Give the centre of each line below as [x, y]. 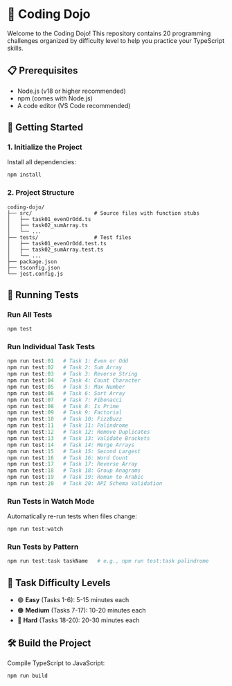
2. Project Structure [41, 193]
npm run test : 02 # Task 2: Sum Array [65, 368]
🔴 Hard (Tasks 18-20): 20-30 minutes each [78, 620]
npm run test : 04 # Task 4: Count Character [74, 380]
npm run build [28, 676]
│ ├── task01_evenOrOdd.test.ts [57, 243]
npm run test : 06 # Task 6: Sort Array [66, 393]
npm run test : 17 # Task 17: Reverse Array [72, 464]
